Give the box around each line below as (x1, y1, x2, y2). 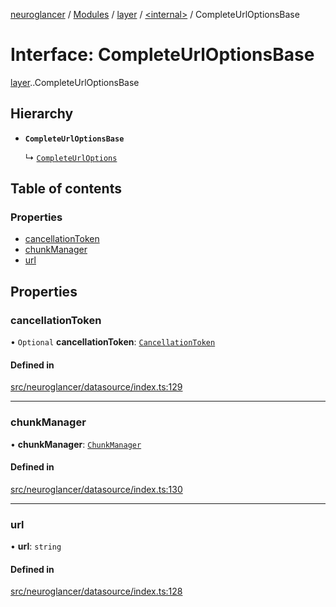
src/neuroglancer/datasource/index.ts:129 (10, 381, 183, 393)
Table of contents (10, 180, 122, 198)
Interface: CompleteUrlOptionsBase (10, 44, 315, 66)
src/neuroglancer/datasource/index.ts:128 (10, 585, 183, 598)
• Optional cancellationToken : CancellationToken (10, 336, 216, 348)
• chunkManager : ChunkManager (10, 438, 142, 450)
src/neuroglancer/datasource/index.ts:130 (10, 483, 183, 495)
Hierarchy (10, 105, 74, 123)
